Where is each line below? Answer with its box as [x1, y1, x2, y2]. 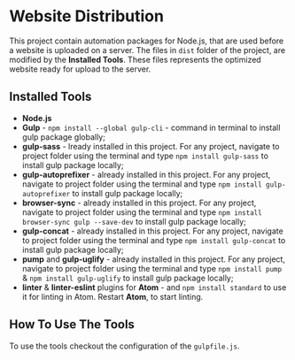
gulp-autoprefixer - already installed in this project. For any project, [21, 169, 271, 180]
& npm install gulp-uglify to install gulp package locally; [21, 272, 234, 283]
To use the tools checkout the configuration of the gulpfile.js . [9, 341, 240, 351]
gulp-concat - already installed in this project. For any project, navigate [21, 226, 283, 236]
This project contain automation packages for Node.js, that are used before [9, 35, 284, 46]
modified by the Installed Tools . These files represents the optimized [9, 54, 261, 65]
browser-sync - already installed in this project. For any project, [21, 197, 257, 208]
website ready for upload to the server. [9, 64, 151, 74]
